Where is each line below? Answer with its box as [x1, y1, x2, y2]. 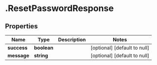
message [7, 52, 29, 59]
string [34, 52, 48, 59]
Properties [5, 22, 38, 30]
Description [58, 37, 86, 43]
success [7, 44, 28, 51]
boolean [34, 44, 54, 51]
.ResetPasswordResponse [5, 3, 114, 14]
